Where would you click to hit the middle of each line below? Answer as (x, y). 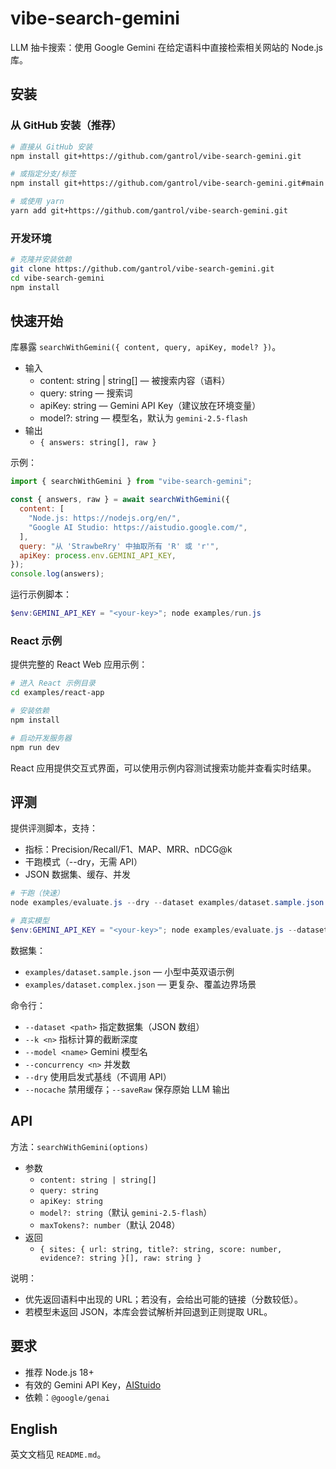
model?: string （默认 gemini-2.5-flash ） (126, 1212)
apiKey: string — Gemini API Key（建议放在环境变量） (150, 406)
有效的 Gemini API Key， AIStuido (93, 1384)
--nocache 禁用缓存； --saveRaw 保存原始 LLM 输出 (127, 1089)
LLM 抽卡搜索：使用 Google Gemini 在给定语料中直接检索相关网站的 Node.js (166, 47)
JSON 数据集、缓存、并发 (77, 874)
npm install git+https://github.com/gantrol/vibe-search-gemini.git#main (167, 183)
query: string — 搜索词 (86, 393)
